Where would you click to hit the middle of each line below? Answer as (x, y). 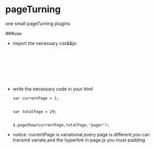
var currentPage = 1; (36, 98)
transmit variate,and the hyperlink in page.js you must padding (79, 140)
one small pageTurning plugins (38, 23)
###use (14, 33)
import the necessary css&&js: (45, 43)
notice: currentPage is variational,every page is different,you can (81, 134)
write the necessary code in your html (53, 89)
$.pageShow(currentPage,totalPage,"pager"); (61, 125)
